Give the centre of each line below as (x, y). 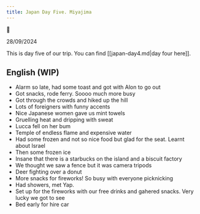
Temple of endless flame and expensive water (73, 133)
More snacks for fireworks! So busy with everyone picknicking (94, 178)
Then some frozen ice (43, 152)
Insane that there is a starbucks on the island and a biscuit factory (98, 159)
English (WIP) (33, 73)
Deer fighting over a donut (48, 172)
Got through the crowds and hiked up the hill (71, 100)
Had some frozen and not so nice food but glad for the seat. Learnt (100, 139)
